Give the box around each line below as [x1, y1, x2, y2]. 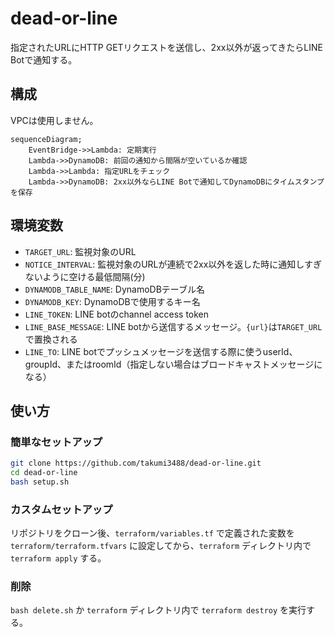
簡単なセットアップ [10, 435, 103, 449]
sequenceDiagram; [10, 134, 83, 144]
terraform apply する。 [10, 552, 107, 564]
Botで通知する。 [10, 53, 78, 66]
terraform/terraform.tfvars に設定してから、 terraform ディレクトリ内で [10, 540, 312, 552]
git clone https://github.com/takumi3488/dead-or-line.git [10, 458, 262, 469]
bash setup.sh [10, 477, 70, 487]
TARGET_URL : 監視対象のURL [24, 245, 137, 257]
